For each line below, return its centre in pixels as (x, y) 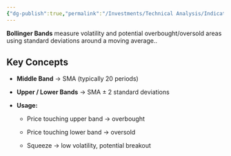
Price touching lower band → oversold (81, 133)
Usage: (27, 106)
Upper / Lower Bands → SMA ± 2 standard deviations (93, 92)
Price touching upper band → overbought (86, 119)
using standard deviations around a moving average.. (82, 40)
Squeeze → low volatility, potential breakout (89, 146)
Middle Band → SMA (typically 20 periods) (77, 79)
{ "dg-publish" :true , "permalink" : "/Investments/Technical (90, 13)
